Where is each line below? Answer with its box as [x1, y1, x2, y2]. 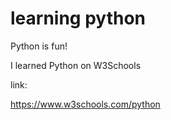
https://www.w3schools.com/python [10, 98, 161, 110]
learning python [10, 7, 147, 30]
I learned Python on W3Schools [10, 59, 142, 71]
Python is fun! [10, 40, 68, 52]
